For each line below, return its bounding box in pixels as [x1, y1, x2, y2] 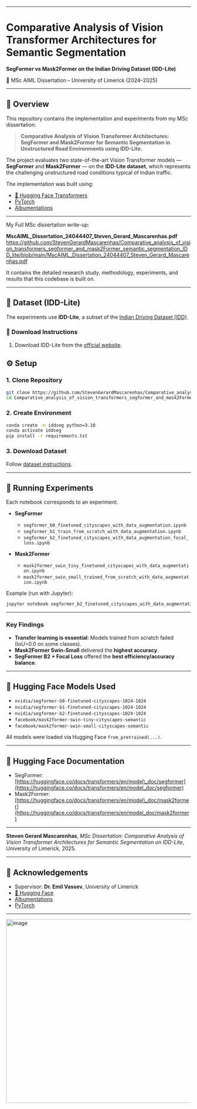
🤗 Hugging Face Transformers [14, 192, 88, 199]
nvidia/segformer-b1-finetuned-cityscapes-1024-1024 [14, 704, 147, 711]
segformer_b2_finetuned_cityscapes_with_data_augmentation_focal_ [23, 535, 189, 541]
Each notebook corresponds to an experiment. [6, 498, 118, 506]
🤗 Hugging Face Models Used [6, 681, 116, 691]
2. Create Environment [6, 409, 72, 417]
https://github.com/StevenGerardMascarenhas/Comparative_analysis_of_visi [6, 239, 191, 246]
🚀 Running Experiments [6, 483, 94, 493]
